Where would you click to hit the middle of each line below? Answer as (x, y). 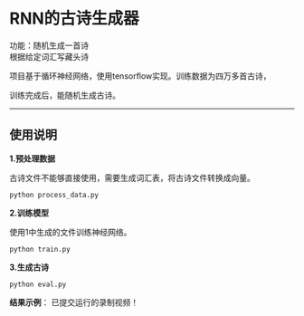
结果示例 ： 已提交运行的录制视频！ (74, 302)
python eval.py (38, 284)
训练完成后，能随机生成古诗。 (65, 95)
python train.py (40, 249)
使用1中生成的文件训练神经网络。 (71, 232)
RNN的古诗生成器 (75, 19)
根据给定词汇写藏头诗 (49, 56)
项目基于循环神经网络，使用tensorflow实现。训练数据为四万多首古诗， (140, 76)
